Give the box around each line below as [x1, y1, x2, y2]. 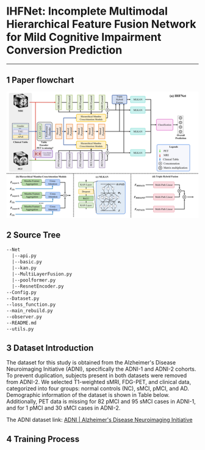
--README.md [6, 320, 37, 326]
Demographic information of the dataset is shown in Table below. [6, 391, 170, 399]
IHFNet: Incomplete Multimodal [6, 4, 168, 18]
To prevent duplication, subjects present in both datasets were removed [6, 372, 187, 379]
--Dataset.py [6, 296, 40, 302]
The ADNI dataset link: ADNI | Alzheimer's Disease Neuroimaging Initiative [6, 416, 193, 424]
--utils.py [6, 326, 34, 332]
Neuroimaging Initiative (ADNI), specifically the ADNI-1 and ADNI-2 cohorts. [6, 365, 196, 373]
